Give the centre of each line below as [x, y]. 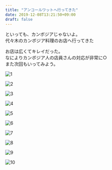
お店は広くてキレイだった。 [34, 52]
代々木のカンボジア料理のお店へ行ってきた [49, 40]
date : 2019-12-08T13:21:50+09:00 [41, 15]
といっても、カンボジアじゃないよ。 [43, 34]
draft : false [19, 19]
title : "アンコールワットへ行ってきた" [42, 10]
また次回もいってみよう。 [32, 64]
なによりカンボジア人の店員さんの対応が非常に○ [56, 58]
